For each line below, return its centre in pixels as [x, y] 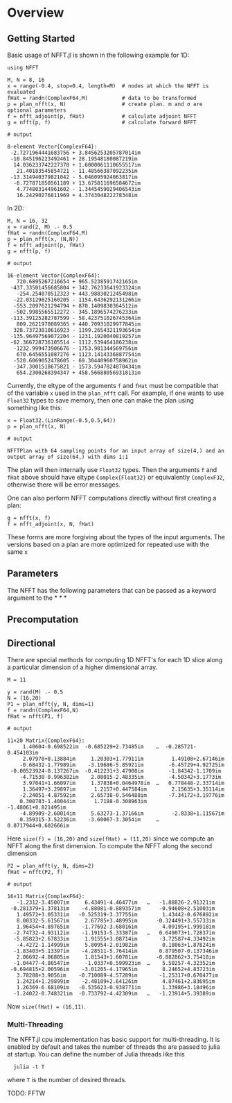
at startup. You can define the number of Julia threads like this [96, 1054]
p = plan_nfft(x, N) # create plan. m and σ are [105, 104]
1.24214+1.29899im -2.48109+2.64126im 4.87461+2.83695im [116, 982]
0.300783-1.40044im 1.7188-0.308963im [83, 802]
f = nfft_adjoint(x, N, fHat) [51, 524]
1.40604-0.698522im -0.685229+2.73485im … [91, 747]
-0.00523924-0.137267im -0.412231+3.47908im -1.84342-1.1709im [116, 771]
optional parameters [37, 110]
